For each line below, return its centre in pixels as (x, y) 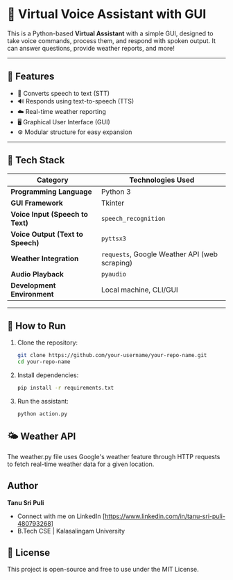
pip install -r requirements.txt (66, 388)
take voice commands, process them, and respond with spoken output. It (112, 40)
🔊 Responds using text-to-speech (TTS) (76, 101)
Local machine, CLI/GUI (139, 290)
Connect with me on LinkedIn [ (61, 516)
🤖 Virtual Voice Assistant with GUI (107, 14)
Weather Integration (45, 258)
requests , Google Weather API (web (159, 254)
